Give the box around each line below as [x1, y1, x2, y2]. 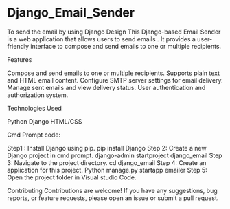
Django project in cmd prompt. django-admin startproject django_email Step [7, 151, 222, 159]
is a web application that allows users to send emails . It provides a [7, 34, 196, 43]
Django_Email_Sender [7, 5, 135, 21]
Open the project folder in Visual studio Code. [7, 173, 137, 181]
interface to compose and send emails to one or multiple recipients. [30, 42, 222, 50]
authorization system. [7, 91, 69, 99]
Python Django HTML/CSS [7, 117, 82, 125]
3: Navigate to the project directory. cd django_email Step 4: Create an [7, 158, 207, 166]
